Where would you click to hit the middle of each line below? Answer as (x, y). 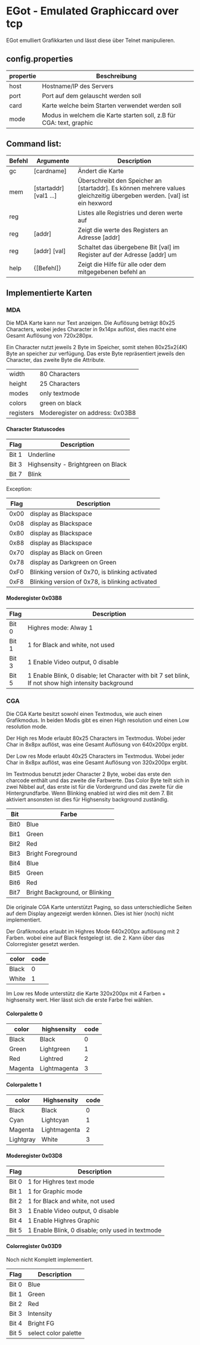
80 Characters (60, 374)
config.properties (40, 59)
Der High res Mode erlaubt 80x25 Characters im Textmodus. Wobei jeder (96, 738)
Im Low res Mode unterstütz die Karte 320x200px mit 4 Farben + (86, 993)
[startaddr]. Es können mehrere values (132, 188)
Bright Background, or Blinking (69, 892)
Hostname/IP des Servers (78, 86)
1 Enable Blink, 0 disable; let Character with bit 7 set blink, (109, 675)
